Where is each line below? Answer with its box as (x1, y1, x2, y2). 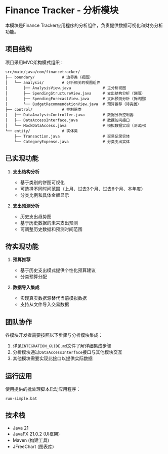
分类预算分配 (20, 274, 47, 280)
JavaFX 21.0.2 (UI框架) (12, 431, 60, 437)
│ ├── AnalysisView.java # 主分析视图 (5, 85, 127, 90)
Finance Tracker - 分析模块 (5, 5, 119, 16)
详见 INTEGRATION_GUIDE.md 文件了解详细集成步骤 (12, 343, 111, 349)
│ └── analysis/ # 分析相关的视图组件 (5, 80, 101, 85)
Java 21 (12, 425, 29, 431)
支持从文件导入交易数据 (20, 301, 69, 307)
